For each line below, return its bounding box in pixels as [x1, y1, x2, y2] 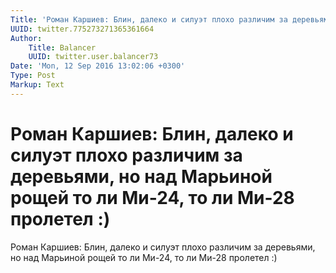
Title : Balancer [28, 42, 97, 53]
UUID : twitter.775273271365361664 [10, 24, 155, 34]
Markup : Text [10, 80, 65, 90]
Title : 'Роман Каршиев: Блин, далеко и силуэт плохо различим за [10, 14, 288, 25]
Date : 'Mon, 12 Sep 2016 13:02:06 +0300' [10, 61, 186, 71]
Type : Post [10, 71, 56, 81]
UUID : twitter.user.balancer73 [28, 52, 159, 62]
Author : [10, 33, 43, 43]
